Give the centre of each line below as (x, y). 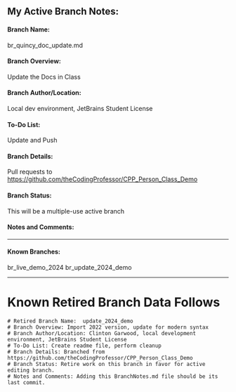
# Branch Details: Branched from (56, 352)
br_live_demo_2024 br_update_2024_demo (70, 268)
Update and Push (32, 141)
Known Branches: (34, 251)
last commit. (26, 382)
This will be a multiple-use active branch (66, 211)
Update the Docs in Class (44, 77)
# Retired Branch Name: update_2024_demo (70, 321)
